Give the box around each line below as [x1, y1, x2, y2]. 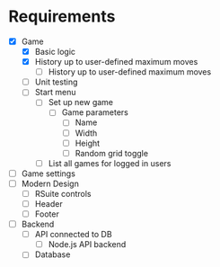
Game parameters [61, 107, 129, 118]
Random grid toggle [75, 147, 149, 158]
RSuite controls [34, 188, 92, 199]
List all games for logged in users [48, 157, 172, 168]
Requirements [8, 6, 116, 27]
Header [34, 198, 64, 209]
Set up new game [48, 97, 114, 108]
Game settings [21, 168, 75, 179]
